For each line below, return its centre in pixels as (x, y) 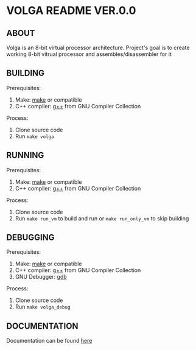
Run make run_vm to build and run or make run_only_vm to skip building (102, 218)
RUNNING (25, 156)
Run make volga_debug (43, 307)
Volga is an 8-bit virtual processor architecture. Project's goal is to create (98, 47)
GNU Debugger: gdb (41, 277)
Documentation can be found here (49, 341)
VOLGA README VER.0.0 (71, 11)
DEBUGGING (30, 238)
